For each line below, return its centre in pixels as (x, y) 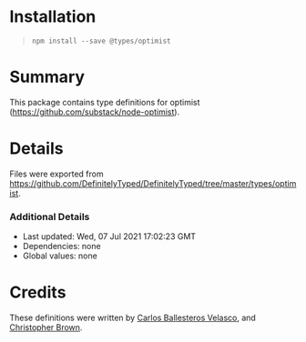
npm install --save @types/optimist (101, 41)
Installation (53, 17)
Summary (47, 77)
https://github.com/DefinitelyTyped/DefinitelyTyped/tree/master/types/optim (153, 183)
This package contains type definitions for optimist (105, 102)
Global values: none (60, 256)
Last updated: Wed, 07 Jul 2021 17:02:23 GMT (109, 236)
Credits (38, 292)
